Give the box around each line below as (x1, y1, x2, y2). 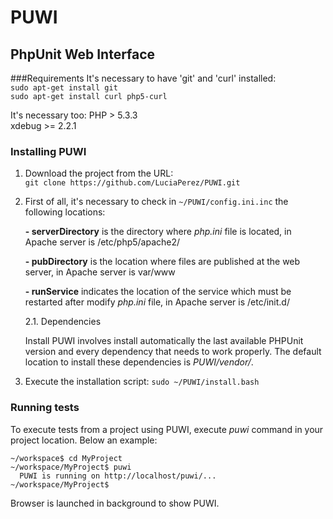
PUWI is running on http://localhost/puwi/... (19, 471, 217, 481)
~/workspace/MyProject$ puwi (10, 462, 132, 472)
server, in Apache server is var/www (24, 266, 176, 278)
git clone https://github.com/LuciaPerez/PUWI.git (24, 178, 241, 188)
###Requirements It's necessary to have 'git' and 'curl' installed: (10, 72, 277, 84)
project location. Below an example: (10, 434, 158, 446)
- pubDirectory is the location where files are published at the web (24, 256, 301, 268)
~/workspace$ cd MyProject (10, 453, 123, 463)
